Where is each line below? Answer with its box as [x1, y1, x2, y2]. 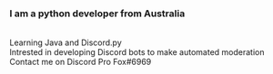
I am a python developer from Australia [9, 7, 186, 20]
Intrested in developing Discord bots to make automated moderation [9, 47, 265, 58]
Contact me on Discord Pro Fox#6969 [9, 57, 152, 68]
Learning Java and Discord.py [9, 37, 122, 48]
